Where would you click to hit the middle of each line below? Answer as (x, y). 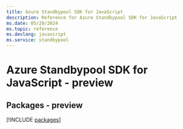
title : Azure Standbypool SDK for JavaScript (65, 12)
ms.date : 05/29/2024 (32, 23)
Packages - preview (45, 105)
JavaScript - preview (60, 83)
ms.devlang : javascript (36, 35)
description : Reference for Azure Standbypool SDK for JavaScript (92, 18)
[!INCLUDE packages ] (34, 120)
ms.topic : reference (32, 29)
